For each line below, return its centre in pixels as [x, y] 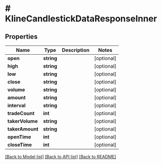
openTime [19, 137]
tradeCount [21, 113]
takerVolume [23, 121]
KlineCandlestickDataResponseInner [81, 19]
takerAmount [23, 129]
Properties [21, 37]
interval [16, 105]
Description [76, 50]
